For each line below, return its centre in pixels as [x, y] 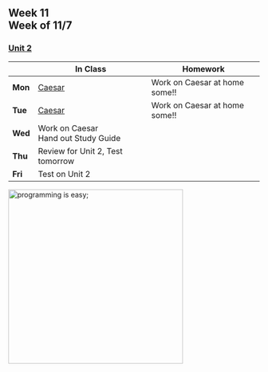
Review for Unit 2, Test [80, 151]
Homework [203, 69]
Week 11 [29, 13]
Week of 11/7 [40, 26]
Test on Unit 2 [64, 174]
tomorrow [56, 161]
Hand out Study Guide [79, 138]
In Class [91, 69]
